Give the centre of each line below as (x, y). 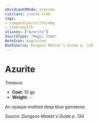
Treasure (14, 83)
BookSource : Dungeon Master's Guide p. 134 (49, 45)
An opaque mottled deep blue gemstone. (46, 107)
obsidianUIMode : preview (30, 9)
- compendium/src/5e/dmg (30, 23)
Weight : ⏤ (22, 97)
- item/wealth (19, 28)
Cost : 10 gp (23, 92)
